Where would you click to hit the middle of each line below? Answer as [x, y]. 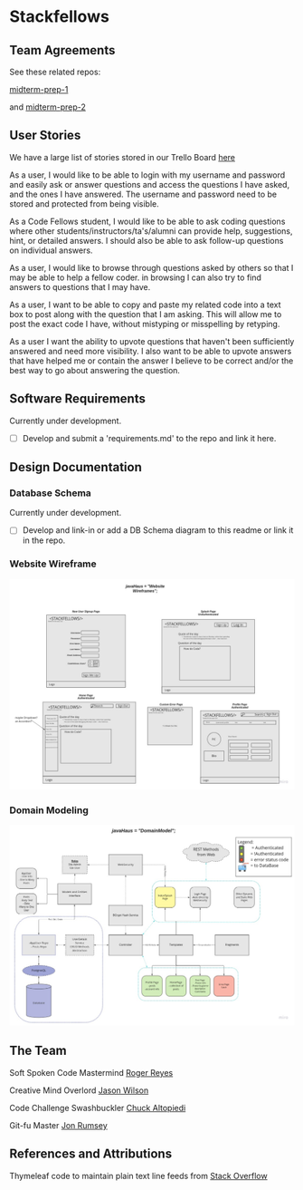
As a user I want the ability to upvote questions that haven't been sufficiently [152, 341]
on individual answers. [51, 250]
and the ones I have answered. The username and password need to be [143, 194]
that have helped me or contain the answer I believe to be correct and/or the [151, 361]
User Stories [45, 135]
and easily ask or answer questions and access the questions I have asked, [150, 184]
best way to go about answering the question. [95, 370]
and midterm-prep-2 [47, 107]
